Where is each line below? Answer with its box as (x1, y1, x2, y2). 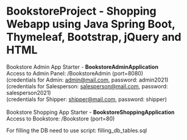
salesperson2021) (6, 89, 51, 96)
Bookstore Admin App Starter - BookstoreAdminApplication (6, 63, 158, 71)
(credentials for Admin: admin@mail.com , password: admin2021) (6, 76, 169, 83)
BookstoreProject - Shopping (6, 4, 157, 18)
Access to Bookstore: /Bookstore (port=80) (6, 114, 115, 122)
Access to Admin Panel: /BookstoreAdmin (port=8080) (6, 69, 144, 77)
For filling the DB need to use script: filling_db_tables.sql (6, 127, 147, 134)
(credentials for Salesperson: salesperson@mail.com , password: (6, 82, 168, 89)
